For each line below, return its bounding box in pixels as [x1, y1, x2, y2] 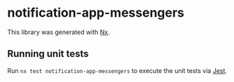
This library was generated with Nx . [7, 28, 110, 36]
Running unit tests [7, 48, 89, 60]
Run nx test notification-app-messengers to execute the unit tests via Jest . [7, 66, 228, 74]
